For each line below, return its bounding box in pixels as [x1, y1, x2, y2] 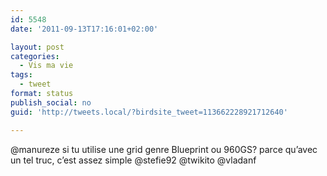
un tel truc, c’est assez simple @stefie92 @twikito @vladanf [10, 154, 257, 166]
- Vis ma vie [19, 61, 74, 71]
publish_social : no [10, 97, 92, 108]
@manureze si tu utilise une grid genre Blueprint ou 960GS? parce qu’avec [10, 143, 318, 155]
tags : [10, 70, 33, 80]
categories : [10, 51, 60, 61]
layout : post [10, 42, 65, 52]
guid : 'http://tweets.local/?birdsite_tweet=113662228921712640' [10, 107, 288, 117]
